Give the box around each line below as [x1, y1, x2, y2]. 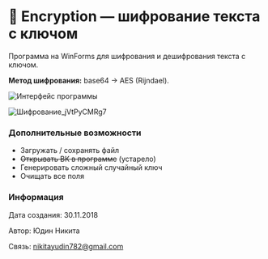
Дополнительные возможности [8, 127, 142, 138]
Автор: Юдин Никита [8, 226, 80, 236]
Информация [8, 192, 64, 203]
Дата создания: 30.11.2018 [8, 210, 99, 219]
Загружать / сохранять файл [19, 146, 120, 155]
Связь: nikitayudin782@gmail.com [8, 241, 124, 251]
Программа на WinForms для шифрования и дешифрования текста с [8, 51, 246, 61]
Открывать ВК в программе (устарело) [19, 154, 156, 164]
